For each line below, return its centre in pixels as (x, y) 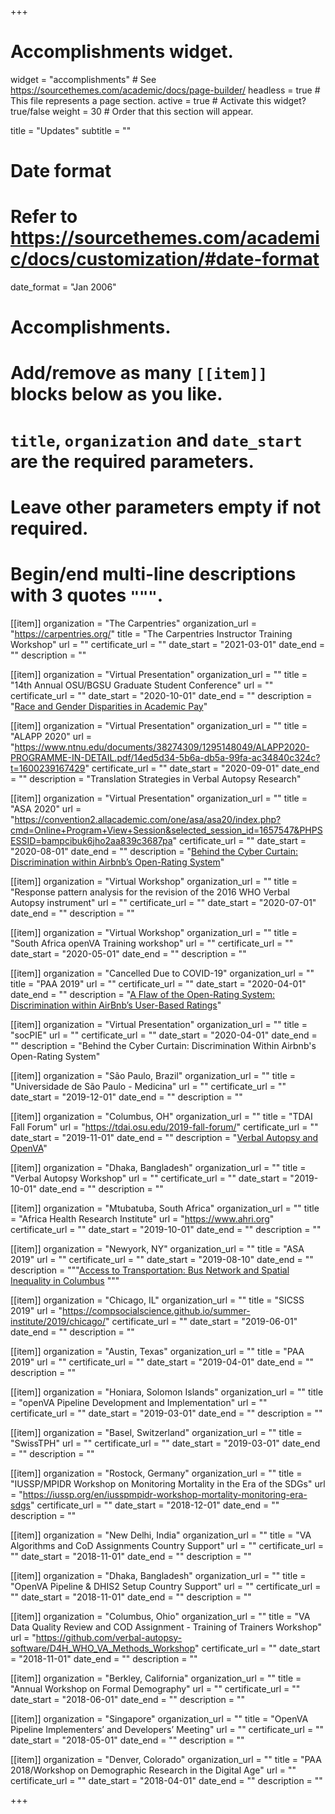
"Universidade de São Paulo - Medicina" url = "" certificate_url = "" (148, 1086)
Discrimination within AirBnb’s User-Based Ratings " (116, 1005)
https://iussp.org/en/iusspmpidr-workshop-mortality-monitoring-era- (165, 1494)
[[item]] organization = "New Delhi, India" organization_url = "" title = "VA (161, 1535)
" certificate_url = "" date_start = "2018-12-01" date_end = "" (154, 1505)
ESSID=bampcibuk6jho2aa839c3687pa (91, 840)
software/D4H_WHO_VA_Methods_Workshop (103, 1648)
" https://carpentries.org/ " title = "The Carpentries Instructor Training (151, 633)
